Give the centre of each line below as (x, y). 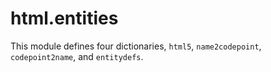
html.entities (64, 18)
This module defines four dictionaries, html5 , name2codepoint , (136, 46)
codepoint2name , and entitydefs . (77, 56)
